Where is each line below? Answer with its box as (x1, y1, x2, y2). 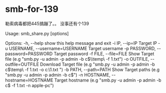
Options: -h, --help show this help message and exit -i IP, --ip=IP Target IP (5, 40, 157, 46)
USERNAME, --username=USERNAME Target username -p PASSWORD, (9, 45, 156, 51)
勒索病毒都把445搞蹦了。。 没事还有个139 (5, 20, 89, 26)
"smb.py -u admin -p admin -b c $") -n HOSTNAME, (5, 72, 111, 78)
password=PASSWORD (5, 51, 53, 57)
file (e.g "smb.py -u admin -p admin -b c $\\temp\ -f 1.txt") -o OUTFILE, (5, 56, 150, 62)
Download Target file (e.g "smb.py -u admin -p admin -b (40, 61, 155, 67)
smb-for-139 (5, 3, 58, 15)
